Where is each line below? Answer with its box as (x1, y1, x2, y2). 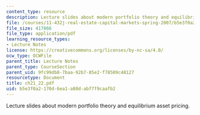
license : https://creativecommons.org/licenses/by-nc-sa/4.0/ (6, 47, 164, 53)
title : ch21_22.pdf (6, 81, 55, 87)
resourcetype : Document (6, 75, 65, 81)
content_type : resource (6, 8, 65, 15)
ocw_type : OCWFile (6, 53, 52, 59)
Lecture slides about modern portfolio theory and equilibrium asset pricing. (6, 102, 190, 109)
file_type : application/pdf (6, 31, 76, 37)
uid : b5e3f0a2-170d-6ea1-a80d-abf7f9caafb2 (6, 86, 116, 92)
